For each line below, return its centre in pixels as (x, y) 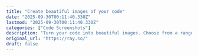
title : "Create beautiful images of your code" (66, 11)
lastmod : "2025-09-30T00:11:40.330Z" (52, 22)
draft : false (22, 44)
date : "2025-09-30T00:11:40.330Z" (49, 17)
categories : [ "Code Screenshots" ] (49, 28)
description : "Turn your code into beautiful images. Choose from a (92, 33)
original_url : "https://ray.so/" (47, 38)
